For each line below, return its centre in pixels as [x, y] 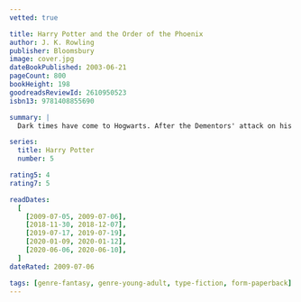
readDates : [30, 199]
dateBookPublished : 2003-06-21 [68, 68]
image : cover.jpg [42, 59]
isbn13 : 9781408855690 [52, 101]
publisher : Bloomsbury [52, 50]
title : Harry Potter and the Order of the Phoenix [106, 34]
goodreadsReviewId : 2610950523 [68, 92]
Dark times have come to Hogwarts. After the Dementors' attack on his [155, 126]
